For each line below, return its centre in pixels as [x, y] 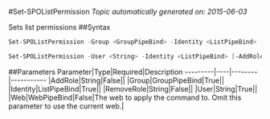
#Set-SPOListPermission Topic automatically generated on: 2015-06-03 [128, 12]
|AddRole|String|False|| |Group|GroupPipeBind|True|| [136, 80]
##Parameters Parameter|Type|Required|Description [96, 72]
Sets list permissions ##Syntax [59, 27]
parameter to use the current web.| [66, 106]
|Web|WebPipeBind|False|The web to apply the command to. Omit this [125, 97]
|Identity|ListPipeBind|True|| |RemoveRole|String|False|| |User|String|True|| [133, 88]
